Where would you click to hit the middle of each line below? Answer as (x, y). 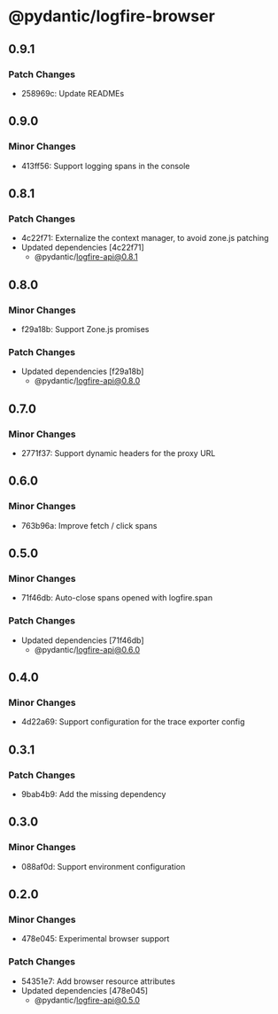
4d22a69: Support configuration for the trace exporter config (133, 722)
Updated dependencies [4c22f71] (83, 248)
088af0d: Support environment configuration (103, 866)
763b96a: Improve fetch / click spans (89, 525)
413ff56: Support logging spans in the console (105, 166)
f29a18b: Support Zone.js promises (85, 329)
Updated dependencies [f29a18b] (82, 372)
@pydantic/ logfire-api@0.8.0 (87, 381)
